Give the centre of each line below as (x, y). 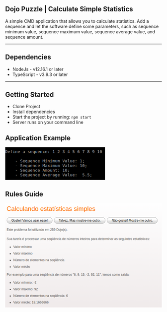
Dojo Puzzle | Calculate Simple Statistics (69, 9)
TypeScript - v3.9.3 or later (40, 74)
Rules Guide (24, 194)
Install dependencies (34, 112)
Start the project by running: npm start (52, 117)
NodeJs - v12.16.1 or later (38, 69)
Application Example (38, 138)
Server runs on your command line (48, 123)
